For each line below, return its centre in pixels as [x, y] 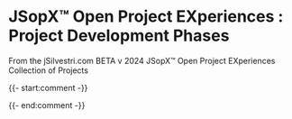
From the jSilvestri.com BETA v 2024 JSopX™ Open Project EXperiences [142, 60]
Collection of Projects [49, 70]
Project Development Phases [119, 36]
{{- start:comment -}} [48, 87]
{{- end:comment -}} [47, 105]
